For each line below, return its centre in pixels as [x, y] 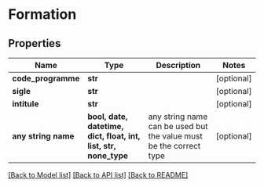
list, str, [102, 146]
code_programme [46, 78]
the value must [175, 136]
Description [178, 65]
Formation [42, 14]
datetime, [106, 126]
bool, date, [108, 117]
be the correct [174, 146]
